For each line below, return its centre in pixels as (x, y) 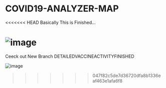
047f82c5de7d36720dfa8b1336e (127, 76)
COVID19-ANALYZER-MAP (62, 9)
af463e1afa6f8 (108, 81)
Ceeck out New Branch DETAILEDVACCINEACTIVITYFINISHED (70, 56)
